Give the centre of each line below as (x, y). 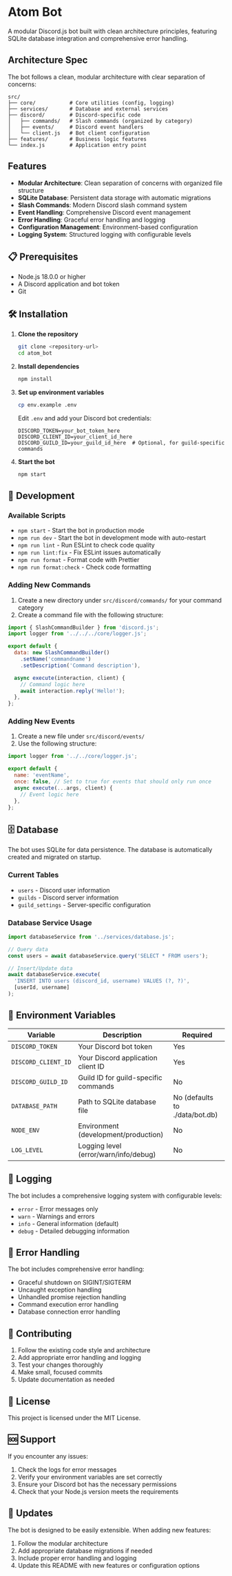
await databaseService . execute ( (54, 975)
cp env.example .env (47, 405)
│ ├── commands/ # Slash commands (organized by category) (101, 121)
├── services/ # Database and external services (88, 109)
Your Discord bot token (115, 1047)
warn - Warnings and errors (56, 1216)
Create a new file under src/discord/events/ (81, 737)
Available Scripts (37, 515)
